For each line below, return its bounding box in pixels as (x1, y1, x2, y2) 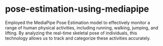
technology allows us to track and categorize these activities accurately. (5, 35, 151, 41)
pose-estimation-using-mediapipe (5, 3, 149, 15)
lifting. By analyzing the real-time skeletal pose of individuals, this (5, 30, 138, 36)
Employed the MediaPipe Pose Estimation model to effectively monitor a (5, 20, 150, 25)
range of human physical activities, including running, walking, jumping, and (5, 24, 159, 30)
